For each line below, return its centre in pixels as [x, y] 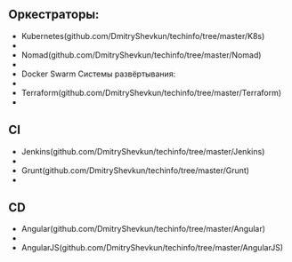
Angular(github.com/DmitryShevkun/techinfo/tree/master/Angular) [143, 229]
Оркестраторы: [54, 15]
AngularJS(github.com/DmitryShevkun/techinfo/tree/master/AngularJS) [152, 248]
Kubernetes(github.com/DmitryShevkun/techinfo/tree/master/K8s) [143, 36]
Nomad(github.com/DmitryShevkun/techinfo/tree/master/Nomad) [141, 55]
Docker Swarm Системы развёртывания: [98, 74]
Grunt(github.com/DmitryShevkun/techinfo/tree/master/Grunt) [135, 170]
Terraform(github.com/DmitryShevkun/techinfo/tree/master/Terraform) [151, 92]
